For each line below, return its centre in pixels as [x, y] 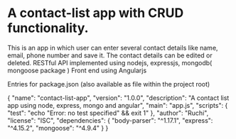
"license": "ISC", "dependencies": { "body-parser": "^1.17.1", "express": [110, 120]
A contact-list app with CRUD [96, 13]
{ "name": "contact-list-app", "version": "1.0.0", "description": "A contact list [118, 98]
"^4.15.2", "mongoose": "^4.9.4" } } [58, 128]
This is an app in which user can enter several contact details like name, [113, 48]
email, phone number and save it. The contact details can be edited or [110, 55]
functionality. [48, 28]
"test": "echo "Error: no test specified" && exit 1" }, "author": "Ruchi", [108, 113]
